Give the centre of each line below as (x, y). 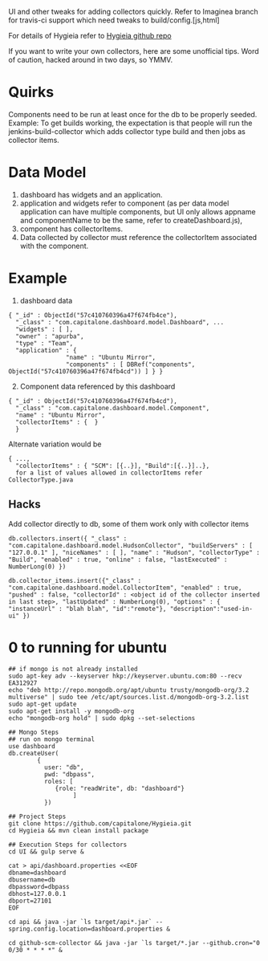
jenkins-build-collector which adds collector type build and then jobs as (127, 131)
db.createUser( (34, 753)
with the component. (54, 246)
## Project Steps (37, 816)
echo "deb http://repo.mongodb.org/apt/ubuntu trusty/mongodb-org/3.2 (129, 690)
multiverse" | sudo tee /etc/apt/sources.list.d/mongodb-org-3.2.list (129, 697)
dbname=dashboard (37, 873)
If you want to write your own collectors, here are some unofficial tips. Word (134, 51)
